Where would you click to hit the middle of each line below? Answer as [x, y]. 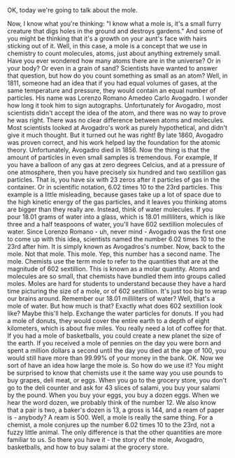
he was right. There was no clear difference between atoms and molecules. [116, 120]
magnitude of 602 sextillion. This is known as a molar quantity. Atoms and [114, 269]
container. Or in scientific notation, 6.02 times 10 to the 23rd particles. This [115, 187]
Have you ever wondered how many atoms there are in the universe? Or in [114, 61]
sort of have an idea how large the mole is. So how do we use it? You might [115, 365]
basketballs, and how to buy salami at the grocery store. [88, 447]
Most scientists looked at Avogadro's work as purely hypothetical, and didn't [117, 128]
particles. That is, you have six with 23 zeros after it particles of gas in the [114, 180]
